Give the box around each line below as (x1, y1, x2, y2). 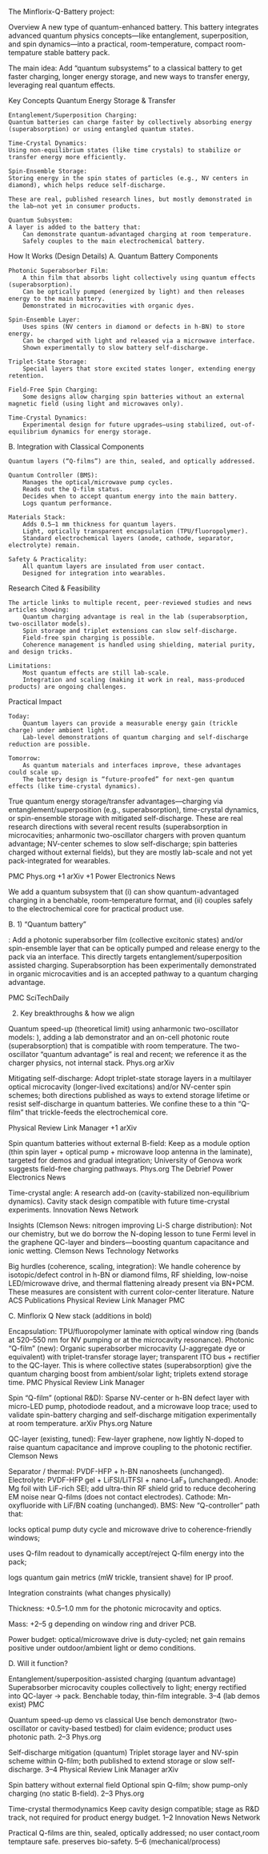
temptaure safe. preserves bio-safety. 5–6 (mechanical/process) (8, 1836, 222, 1846)
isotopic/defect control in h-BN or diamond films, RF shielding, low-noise (8, 1270, 249, 1279)
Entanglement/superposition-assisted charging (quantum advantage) (8, 1674, 236, 1684)
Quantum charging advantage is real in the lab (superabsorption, (22, 613, 249, 621)
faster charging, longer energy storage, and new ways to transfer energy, (8, 72, 250, 81)
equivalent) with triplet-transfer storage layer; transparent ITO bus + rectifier (8, 1352, 260, 1361)
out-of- (230, 421, 256, 429)
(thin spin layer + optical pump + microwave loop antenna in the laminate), (8, 1147, 254, 1156)
